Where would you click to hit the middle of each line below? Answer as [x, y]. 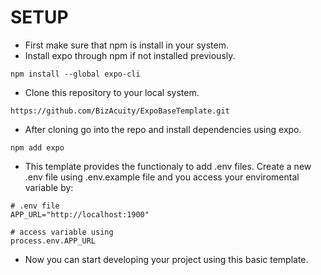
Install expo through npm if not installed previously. [130, 55]
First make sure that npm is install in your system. [126, 45]
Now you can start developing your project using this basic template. [166, 259]
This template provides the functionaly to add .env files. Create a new [168, 166]
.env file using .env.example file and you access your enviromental [162, 177]
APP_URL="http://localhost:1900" [80, 214]
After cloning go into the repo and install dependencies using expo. [163, 129]
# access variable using [62, 232]
